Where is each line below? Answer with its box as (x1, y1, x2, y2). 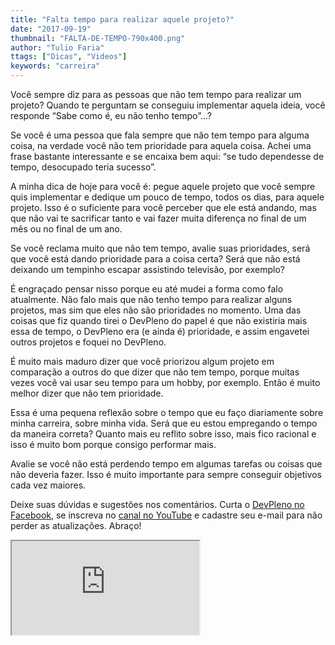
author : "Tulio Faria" (10, 42, 105, 53)
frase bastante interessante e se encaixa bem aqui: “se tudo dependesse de (10, 151, 325, 162)
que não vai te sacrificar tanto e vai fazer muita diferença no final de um (10, 212, 307, 224)
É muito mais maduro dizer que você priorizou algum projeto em (10, 356, 275, 367)
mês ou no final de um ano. (10, 223, 123, 235)
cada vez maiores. (10, 479, 87, 491)
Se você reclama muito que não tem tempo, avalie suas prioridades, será (10, 242, 311, 254)
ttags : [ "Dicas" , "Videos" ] (10, 52, 128, 62)
